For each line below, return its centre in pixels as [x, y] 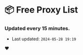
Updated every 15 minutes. [37, 29]
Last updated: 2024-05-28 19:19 [44, 39]
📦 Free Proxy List [41, 10]
